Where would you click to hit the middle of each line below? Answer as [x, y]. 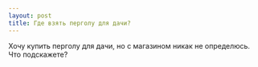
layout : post [30, 16]
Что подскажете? [38, 54]
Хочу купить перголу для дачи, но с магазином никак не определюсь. [129, 45]
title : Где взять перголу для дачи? [70, 23]
